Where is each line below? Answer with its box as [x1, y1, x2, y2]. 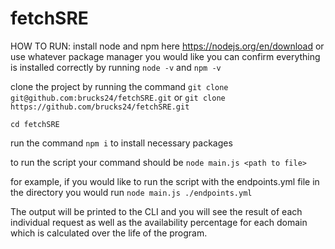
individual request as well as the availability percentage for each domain [10, 216, 308, 228]
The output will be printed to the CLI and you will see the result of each [10, 205, 303, 217]
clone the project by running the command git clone [10, 80, 229, 92]
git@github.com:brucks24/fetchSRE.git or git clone [10, 91, 226, 103]
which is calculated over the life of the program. [10, 227, 208, 239]
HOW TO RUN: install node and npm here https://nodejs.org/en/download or [10, 40, 325, 52]
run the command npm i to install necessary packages [10, 137, 233, 149]
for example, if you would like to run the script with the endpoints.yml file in [10, 175, 320, 187]
